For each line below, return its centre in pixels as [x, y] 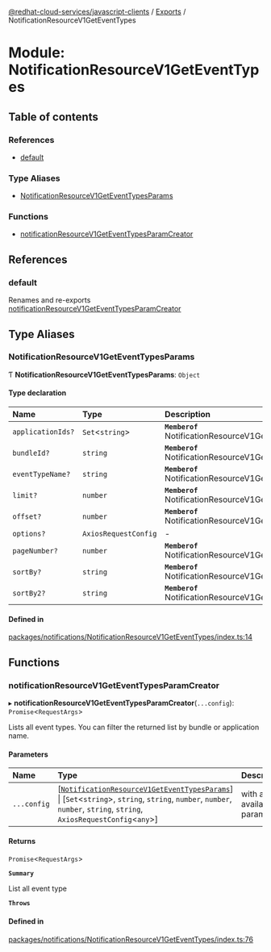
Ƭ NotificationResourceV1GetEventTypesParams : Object [104, 374]
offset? [27, 517]
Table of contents [53, 117]
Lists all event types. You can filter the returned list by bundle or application [134, 727]
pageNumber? [35, 551]
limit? [25, 496]
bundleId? [31, 453]
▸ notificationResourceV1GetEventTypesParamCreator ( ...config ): [121, 703]
